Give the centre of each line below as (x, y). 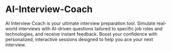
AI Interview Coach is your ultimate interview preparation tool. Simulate (80, 23)
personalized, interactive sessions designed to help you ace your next (79, 39)
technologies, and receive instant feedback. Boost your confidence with (81, 34)
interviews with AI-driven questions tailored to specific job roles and (90, 28)
